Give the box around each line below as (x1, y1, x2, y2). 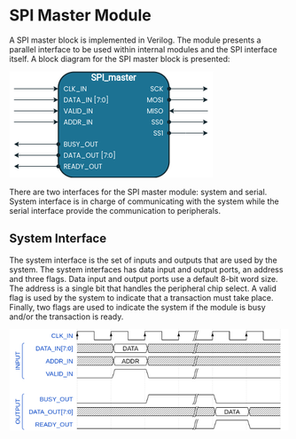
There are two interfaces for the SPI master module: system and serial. (9, 186, 268, 197)
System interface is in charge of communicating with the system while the (9, 196, 279, 207)
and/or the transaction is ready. (9, 311, 124, 322)
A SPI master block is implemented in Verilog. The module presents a (9, 35, 261, 45)
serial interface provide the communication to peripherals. (9, 205, 222, 216)
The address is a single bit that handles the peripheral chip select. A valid (9, 283, 277, 294)
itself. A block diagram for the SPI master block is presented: (9, 53, 230, 64)
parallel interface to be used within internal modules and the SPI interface (9, 43, 277, 54)
